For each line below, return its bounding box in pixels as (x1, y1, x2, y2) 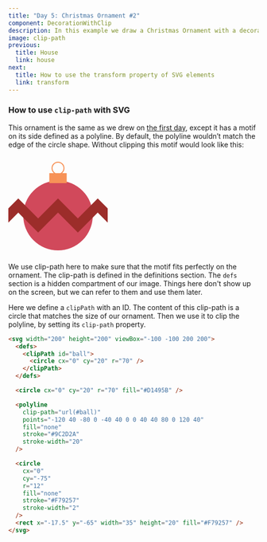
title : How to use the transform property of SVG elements (15, 71, 215, 79)
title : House (15, 49, 59, 57)
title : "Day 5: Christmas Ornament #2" (8, 11, 141, 20)
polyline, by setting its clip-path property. (8, 320, 146, 329)
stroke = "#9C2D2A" (22, 430, 80, 438)
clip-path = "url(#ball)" (22, 408, 102, 416)
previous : (8, 41, 41, 49)
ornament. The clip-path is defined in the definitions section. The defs (8, 270, 238, 280)
